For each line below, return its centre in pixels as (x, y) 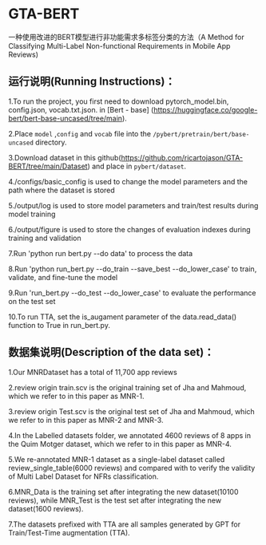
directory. (51, 142)
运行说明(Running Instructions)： (92, 82)
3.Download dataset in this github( (65, 157)
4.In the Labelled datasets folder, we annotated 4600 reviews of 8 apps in (130, 435)
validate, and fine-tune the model (63, 277)
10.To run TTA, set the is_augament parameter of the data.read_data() (123, 317)
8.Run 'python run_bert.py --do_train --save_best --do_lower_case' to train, (133, 269)
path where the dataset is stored (62, 190)
